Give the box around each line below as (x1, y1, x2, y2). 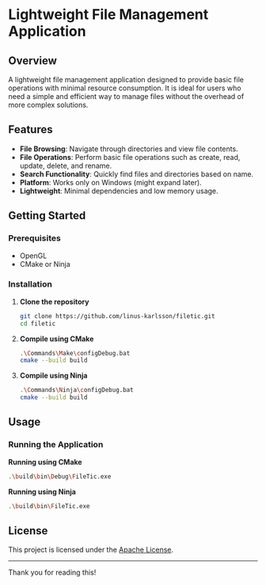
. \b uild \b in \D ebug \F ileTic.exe (8, 473, 112, 481)
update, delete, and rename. (19, 161, 112, 170)
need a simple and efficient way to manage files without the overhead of (8, 92, 245, 101)
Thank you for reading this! (8, 568, 97, 577)
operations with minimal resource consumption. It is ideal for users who (8, 83, 241, 93)
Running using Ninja (8, 487, 77, 496)
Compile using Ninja (19, 370, 88, 381)
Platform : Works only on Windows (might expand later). (19, 177, 202, 187)
